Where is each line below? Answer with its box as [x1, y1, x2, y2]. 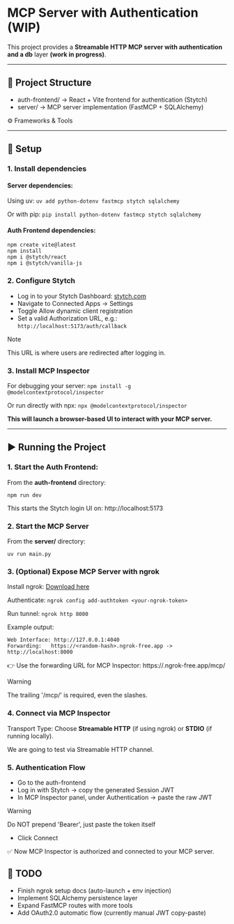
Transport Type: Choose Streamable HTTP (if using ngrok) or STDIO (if [7, 724, 212, 732]
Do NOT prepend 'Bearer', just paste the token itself [7, 820, 156, 829]
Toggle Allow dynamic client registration [17, 307, 133, 315]
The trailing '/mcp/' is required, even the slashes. [7, 691, 148, 700]
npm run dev [7, 491, 42, 499]
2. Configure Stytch [7, 276, 75, 286]
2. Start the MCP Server [7, 521, 89, 531]
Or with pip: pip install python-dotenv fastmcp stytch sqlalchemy [7, 210, 202, 219]
